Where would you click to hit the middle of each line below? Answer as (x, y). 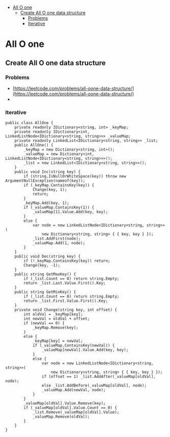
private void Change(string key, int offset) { (66, 310)
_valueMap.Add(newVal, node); (74, 390)
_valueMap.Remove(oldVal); (61, 417)
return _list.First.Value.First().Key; (66, 301)
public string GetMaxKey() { (45, 274)
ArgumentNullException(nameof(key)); (45, 181)
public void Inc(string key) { (48, 172)
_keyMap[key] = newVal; (58, 341)
